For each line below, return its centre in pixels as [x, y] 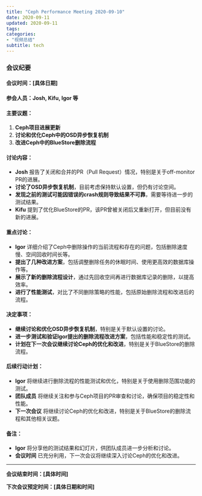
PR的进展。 [29, 180]
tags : [13, 29]
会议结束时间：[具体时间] [37, 474]
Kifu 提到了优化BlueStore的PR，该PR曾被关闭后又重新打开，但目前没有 [103, 210]
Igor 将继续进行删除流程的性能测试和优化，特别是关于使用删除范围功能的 [105, 381]
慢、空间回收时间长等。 [44, 254]
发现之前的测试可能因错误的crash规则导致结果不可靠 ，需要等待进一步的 [104, 195]
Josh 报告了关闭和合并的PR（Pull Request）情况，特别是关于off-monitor [105, 172]
